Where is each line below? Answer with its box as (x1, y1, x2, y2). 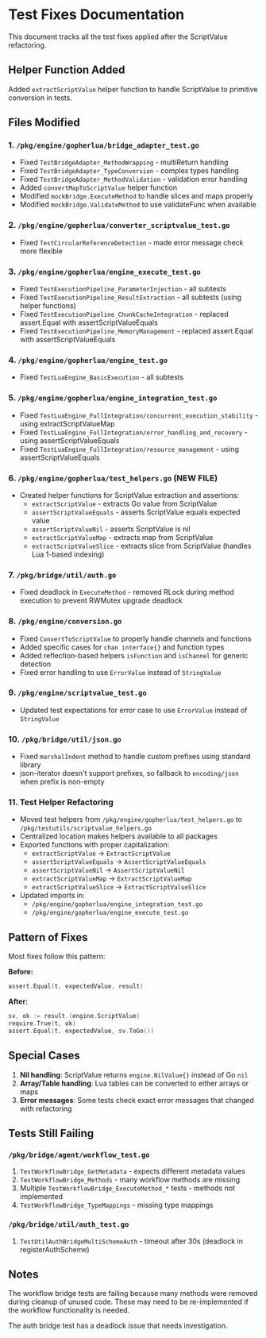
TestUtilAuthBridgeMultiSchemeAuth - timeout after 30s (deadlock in (19, 1236, 244, 1246)
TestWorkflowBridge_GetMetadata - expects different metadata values (19, 1166, 246, 1176)
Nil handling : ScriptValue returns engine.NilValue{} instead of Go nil (19, 1070, 249, 1079)
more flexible (19, 246, 64, 256)
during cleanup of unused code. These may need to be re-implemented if (8, 1297, 249, 1307)
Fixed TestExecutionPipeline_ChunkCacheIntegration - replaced (19, 310, 229, 319)
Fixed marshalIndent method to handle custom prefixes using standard (19, 752, 251, 762)
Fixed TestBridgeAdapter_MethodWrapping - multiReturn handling (19, 157, 229, 168)
